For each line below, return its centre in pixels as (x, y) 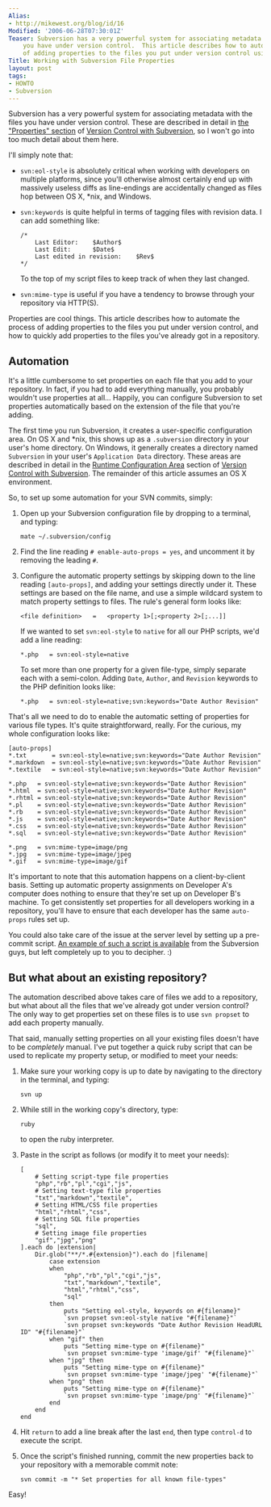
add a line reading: (51, 640)
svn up (31, 1095)
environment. (30, 482)
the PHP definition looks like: (68, 687)
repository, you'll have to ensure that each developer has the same (119, 911)
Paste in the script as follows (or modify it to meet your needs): (125, 1155)
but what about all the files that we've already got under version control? (129, 1005)
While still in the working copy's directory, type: (99, 1109)
